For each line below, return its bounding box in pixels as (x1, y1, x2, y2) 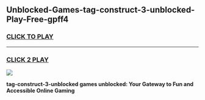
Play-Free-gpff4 (6, 15, 69, 25)
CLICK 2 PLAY (6, 55, 49, 64)
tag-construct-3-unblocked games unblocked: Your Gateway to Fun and (6, 80, 194, 87)
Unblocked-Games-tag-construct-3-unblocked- (6, 5, 195, 15)
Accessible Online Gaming (6, 87, 75, 94)
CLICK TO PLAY (6, 33, 54, 41)
